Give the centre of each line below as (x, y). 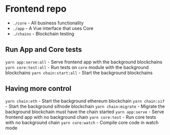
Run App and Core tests (44, 49)
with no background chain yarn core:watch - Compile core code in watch (82, 122)
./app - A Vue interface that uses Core (53, 28)
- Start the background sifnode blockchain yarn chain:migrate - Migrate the (85, 106)
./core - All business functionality (48, 23)
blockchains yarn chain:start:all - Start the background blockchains (79, 73)
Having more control (38, 89)
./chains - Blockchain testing (44, 33)
